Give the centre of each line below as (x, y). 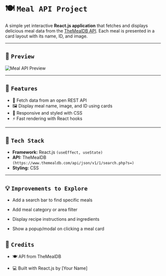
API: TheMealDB (29, 158)
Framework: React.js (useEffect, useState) (57, 152)
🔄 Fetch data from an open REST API (50, 100)
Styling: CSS (25, 168)
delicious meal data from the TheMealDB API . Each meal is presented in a (80, 31)
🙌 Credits (20, 244)
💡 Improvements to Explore (46, 188)
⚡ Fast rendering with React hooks (47, 118)
